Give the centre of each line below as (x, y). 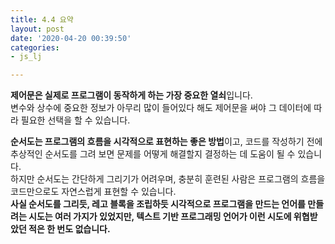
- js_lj (26, 57)
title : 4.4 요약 (42, 19)
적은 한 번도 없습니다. (69, 229)
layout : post (37, 29)
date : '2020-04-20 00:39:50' (71, 38)
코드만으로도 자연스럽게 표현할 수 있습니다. (93, 192)
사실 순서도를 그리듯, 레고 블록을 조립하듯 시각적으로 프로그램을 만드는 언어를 (158, 204)
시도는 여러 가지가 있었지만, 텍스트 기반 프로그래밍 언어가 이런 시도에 (160, 217)
